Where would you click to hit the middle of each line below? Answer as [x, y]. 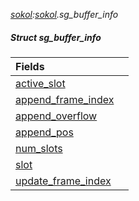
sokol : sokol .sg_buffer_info [64, 14]
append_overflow [56, 116]
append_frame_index [65, 99]
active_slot [40, 83]
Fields [30, 66]
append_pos [44, 132]
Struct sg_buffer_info [56, 37]
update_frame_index [63, 181]
